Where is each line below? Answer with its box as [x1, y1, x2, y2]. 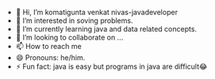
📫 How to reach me [15, 42, 82, 51]
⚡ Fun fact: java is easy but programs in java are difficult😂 [15, 62, 208, 71]
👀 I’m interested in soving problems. [15, 16, 133, 25]
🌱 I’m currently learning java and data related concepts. [15, 24, 197, 33]
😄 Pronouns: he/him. [15, 53, 86, 62]
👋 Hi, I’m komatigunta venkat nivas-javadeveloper [15, 8, 179, 17]
